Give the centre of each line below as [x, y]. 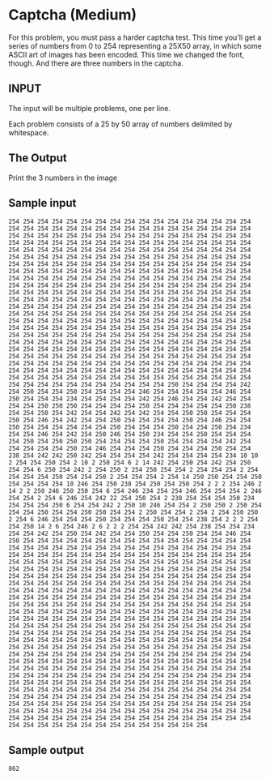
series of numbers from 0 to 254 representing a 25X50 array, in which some [135, 45]
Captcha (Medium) [73, 15]
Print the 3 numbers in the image [63, 178]
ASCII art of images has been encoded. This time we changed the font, [127, 54]
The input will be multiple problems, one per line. [90, 108]
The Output [38, 158]
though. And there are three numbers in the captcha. [96, 63]
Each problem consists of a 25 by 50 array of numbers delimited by [120, 124]
